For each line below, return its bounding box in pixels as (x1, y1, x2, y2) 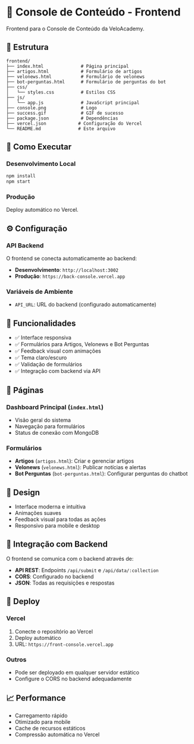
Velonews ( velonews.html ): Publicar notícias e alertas (14, 464, 146, 471)
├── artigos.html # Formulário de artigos (6, 68, 143, 74)
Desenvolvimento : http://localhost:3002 (14, 266, 119, 274)
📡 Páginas (6, 385, 44, 395)
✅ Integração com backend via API (14, 368, 101, 375)
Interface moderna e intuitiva (14, 503, 86, 510)
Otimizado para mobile (14, 718, 71, 725)
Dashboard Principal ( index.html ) (6, 403, 104, 411)
